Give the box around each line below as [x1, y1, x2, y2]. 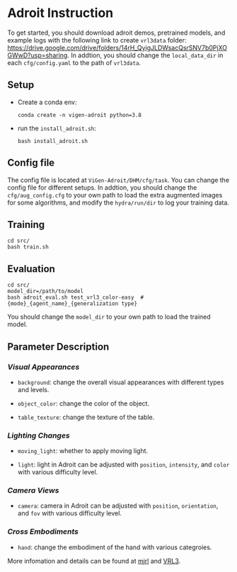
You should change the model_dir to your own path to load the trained [7, 313, 211, 321]
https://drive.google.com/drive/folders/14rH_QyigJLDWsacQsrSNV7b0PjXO [7, 43, 228, 52]
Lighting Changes [7, 430, 70, 440]
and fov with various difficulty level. [17, 509, 122, 517]
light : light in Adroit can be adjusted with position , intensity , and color [17, 460, 230, 469]
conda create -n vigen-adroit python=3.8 [17, 111, 141, 118]
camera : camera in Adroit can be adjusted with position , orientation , [17, 501, 219, 510]
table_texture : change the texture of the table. [17, 413, 155, 421]
